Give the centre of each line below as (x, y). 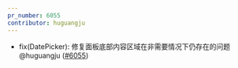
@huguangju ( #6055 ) (54, 55)
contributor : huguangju (46, 23)
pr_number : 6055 (34, 15)
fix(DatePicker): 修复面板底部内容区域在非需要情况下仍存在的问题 (124, 46)
